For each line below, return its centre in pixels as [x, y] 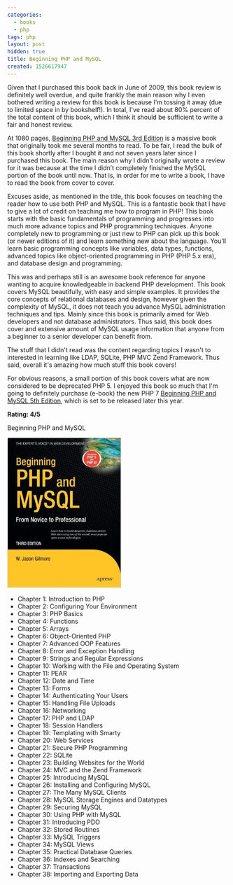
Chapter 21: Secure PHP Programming [72, 747]
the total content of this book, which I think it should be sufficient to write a [115, 117]
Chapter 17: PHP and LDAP [56, 718]
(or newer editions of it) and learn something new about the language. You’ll [116, 241]
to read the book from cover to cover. [61, 183]
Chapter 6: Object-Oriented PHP [64, 636]
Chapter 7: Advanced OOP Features [69, 643]
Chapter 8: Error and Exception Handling [76, 650]
